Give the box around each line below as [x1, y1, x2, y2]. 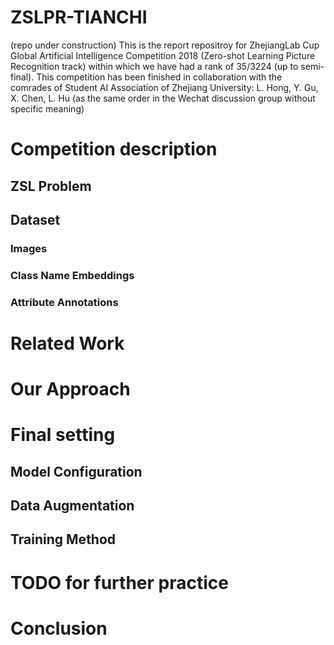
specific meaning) [10, 102, 85, 115]
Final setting [10, 424, 116, 446]
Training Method [10, 531, 117, 548]
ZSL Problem [10, 177, 92, 195]
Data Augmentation [10, 497, 135, 515]
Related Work [10, 332, 125, 355]
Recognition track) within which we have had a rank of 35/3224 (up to [10, 60, 299, 72]
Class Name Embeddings [10, 268, 135, 282]
